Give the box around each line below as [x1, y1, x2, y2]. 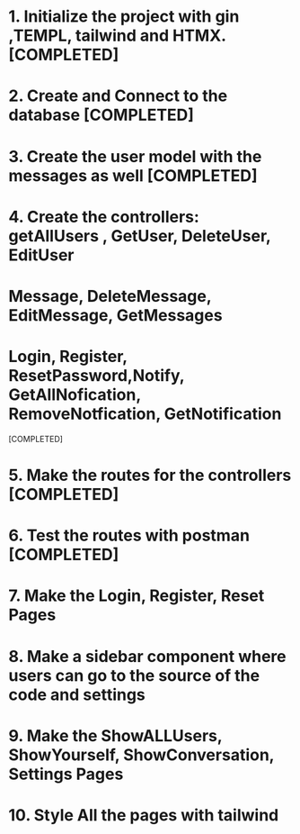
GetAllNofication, [8, 385, 141, 405]
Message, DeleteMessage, [8, 286, 212, 306]
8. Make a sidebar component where [8, 646, 287, 666]
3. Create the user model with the [8, 146, 262, 167]
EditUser [8, 245, 75, 265]
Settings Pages [8, 764, 124, 784]
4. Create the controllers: [8, 206, 199, 227]
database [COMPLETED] [8, 105, 195, 125]
